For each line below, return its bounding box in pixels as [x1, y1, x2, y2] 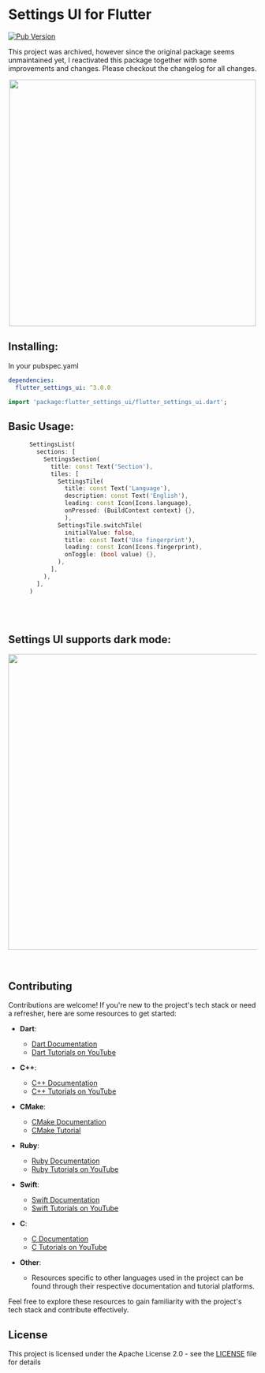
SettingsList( [28, 440, 77, 449]
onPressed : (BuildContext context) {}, [64, 507, 196, 514]
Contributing [8, 979, 73, 993]
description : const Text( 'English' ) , [64, 492, 189, 500]
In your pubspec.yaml [8, 361, 79, 370]
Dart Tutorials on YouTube [31, 1048, 117, 1057]
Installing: [8, 340, 59, 354]
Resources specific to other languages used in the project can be [31, 1273, 244, 1283]
